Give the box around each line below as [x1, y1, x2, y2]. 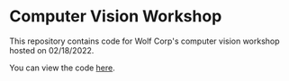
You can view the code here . [9, 62, 115, 73]
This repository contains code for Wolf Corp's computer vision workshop [9, 36, 281, 46]
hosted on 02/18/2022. [9, 45, 95, 55]
